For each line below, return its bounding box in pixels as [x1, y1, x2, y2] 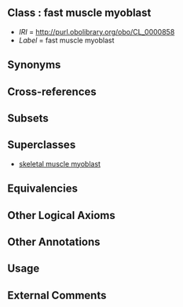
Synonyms [7, 58, 61, 71]
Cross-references [7, 85, 97, 98]
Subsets [7, 111, 49, 125]
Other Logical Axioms [7, 208, 115, 222]
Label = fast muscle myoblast [18, 35, 115, 45]
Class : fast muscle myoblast [7, 6, 152, 20]
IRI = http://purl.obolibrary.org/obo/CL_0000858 [18, 27, 175, 36]
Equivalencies [7, 182, 78, 196]
